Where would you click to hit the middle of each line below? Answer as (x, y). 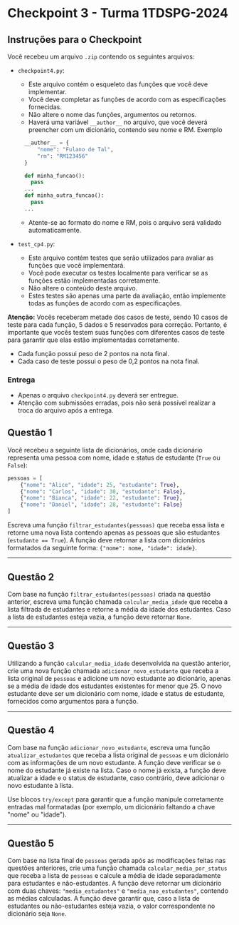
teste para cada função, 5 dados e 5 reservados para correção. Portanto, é (117, 324)
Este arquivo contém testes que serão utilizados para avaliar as (121, 258)
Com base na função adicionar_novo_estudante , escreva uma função (109, 747)
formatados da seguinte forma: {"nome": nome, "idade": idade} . (102, 548)
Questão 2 (31, 577)
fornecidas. (45, 107)
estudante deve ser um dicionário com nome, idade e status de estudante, (116, 693)
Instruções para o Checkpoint (75, 40)
